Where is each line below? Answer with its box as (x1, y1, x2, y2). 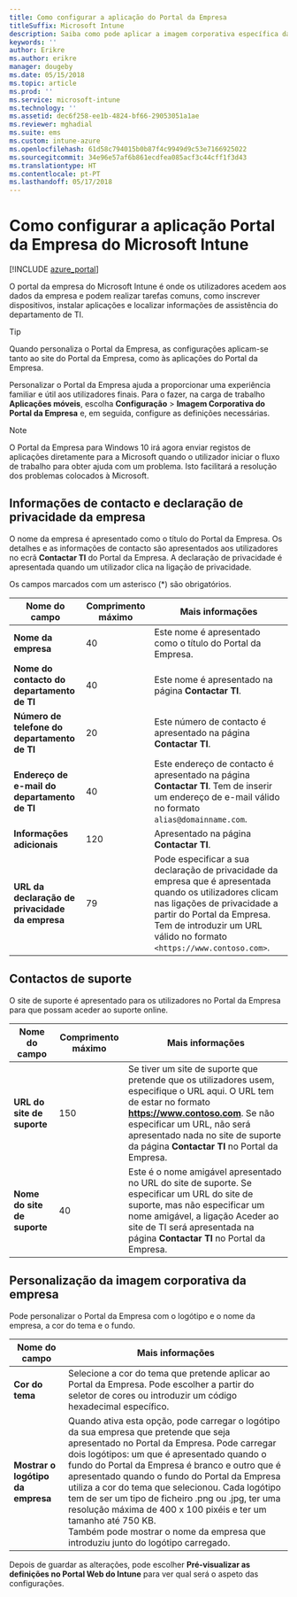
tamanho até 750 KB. (67, 1514, 156, 1526)
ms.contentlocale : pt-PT (9, 169, 101, 178)
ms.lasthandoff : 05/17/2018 (9, 178, 113, 187)
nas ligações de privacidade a (154, 896, 278, 909)
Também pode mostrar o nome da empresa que (67, 1525, 267, 1538)
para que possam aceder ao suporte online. (9, 1004, 169, 1015)
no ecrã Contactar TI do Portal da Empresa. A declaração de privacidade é (9, 552, 283, 562)
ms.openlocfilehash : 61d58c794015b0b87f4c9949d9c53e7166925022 (9, 144, 247, 153)
